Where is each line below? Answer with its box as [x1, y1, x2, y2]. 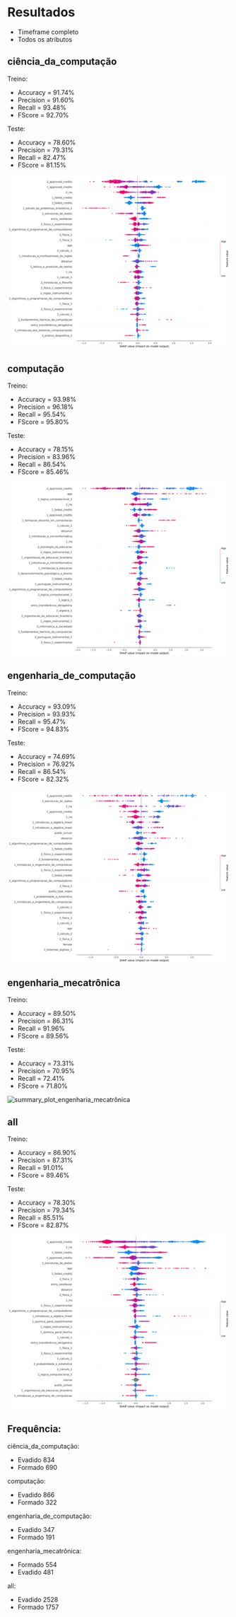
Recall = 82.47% [17, 153, 66, 161]
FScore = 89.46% [17, 1171, 70, 1180]
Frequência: [7, 1423, 61, 1435]
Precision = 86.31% [17, 1016, 74, 1026]
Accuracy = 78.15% [17, 445, 74, 453]
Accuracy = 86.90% [17, 1149, 76, 1157]
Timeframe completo [17, 28, 79, 36]
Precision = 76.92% [17, 760, 76, 768]
